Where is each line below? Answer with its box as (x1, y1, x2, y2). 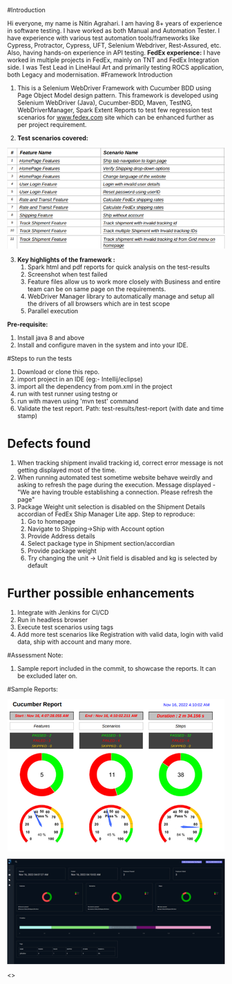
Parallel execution (27, 306, 79, 315)
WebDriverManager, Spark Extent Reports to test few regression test (17, 106, 213, 114)
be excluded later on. (17, 671, 78, 680)
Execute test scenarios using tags (17, 622, 114, 631)
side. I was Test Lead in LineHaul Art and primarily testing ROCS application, (7, 63, 224, 71)
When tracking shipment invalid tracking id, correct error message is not (17, 458, 224, 466)
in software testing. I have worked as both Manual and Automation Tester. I (7, 27, 220, 35)
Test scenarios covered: (17, 134, 88, 142)
